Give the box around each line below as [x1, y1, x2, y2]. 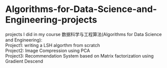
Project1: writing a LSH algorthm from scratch [5, 42, 100, 48]
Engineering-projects [5, 14, 97, 25]
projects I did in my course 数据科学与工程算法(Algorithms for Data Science [5, 31, 162, 37]
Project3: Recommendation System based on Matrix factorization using [5, 52, 154, 58]
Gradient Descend [5, 58, 44, 64]
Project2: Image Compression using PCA [5, 47, 90, 53]
